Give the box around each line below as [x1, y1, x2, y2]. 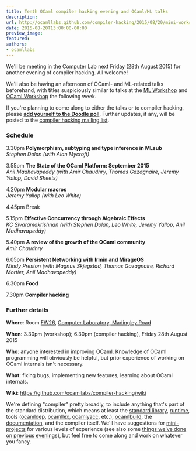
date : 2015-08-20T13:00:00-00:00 [6, 25, 87, 31]
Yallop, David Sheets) [6, 175, 58, 182]
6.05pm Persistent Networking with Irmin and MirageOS [6, 256, 145, 264]
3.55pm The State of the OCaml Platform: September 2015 [6, 162, 150, 169]
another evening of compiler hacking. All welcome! [6, 69, 128, 76]
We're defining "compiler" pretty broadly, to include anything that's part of [6, 401, 185, 408]
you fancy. [6, 438, 32, 445]
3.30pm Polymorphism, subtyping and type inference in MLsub [6, 145, 162, 152]
